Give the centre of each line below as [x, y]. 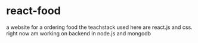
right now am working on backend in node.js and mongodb [78, 33]
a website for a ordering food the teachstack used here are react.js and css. [99, 27]
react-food [33, 11]
